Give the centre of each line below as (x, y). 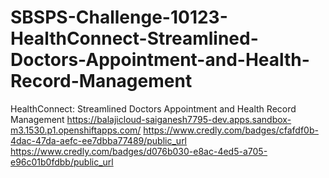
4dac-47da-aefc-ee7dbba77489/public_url (99, 140)
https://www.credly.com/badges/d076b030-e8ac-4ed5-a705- (139, 151)
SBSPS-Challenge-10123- (119, 17)
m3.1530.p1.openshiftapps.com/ (76, 130)
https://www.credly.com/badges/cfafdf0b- (231, 130)
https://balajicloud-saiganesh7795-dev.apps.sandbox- (179, 119)
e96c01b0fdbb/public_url (62, 162)
